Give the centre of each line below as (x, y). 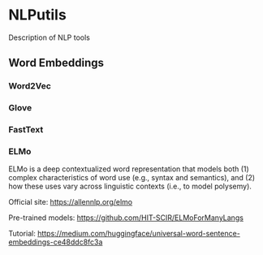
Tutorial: (22, 234)
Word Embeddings (56, 63)
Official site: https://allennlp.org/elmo (71, 202)
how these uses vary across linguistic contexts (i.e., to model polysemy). (130, 186)
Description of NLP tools (50, 37)
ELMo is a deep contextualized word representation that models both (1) (129, 169)
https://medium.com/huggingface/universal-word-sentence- (139, 234)
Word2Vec (30, 86)
